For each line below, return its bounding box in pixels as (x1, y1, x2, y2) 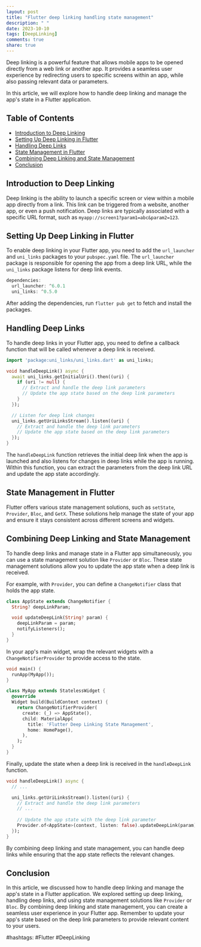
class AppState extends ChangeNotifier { (6, 598, 111, 604)
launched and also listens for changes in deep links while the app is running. (6, 457, 194, 464)
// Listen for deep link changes (11, 412, 95, 418)
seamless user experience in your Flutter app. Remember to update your (6, 910, 185, 917)
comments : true (6, 37, 44, 43)
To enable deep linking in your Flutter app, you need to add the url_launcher (6, 247, 195, 254)
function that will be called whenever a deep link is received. (6, 346, 156, 353)
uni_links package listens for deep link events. (6, 266, 123, 273)
